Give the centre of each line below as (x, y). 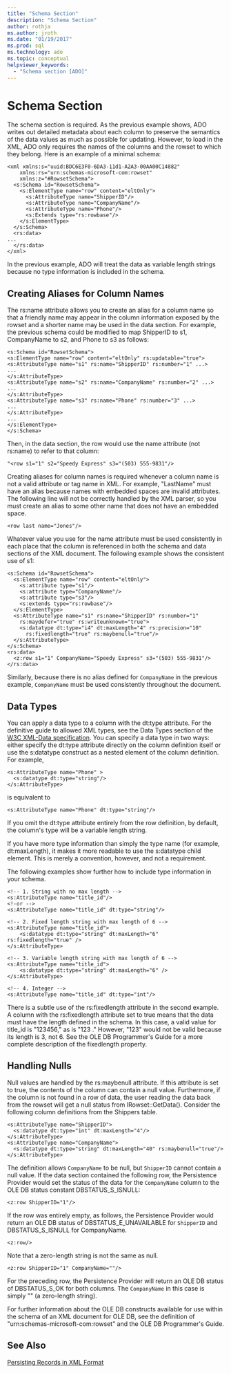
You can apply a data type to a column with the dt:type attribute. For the (109, 723)
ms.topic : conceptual (38, 59)
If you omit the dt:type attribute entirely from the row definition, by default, (113, 823)
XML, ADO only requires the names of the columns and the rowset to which (114, 147)
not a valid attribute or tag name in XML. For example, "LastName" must (109, 484)
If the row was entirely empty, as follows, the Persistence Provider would (110, 1215)
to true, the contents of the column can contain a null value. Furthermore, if (114, 1089)
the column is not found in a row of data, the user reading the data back (109, 1097)
